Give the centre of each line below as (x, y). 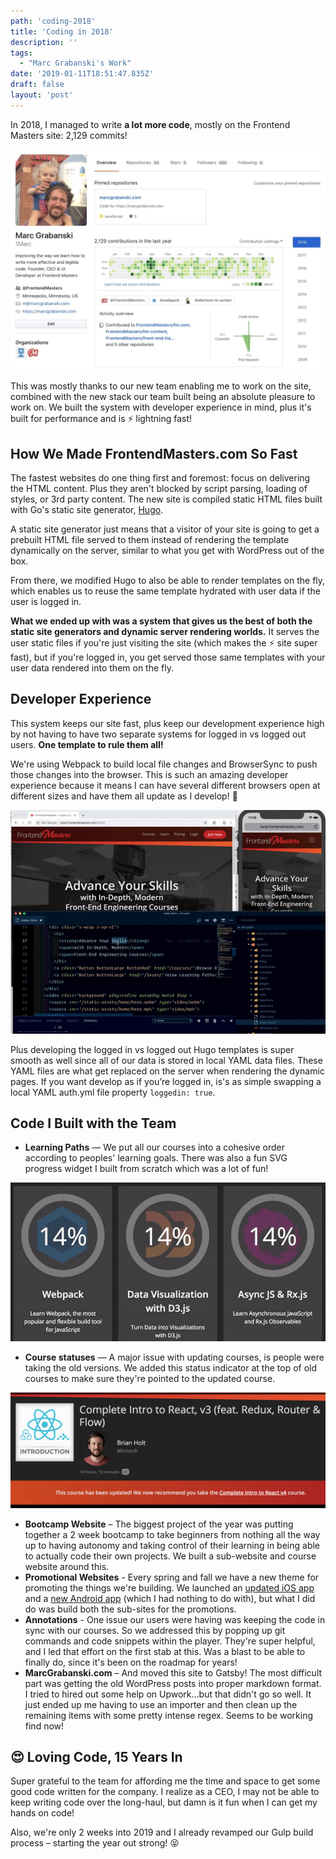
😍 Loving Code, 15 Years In (96, 1757)
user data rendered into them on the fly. (92, 667)
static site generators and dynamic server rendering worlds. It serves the (165, 631)
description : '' (44, 42)
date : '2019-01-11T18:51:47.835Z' (82, 74)
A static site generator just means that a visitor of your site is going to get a (165, 529)
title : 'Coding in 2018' (62, 31)
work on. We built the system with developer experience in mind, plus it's (161, 407)
